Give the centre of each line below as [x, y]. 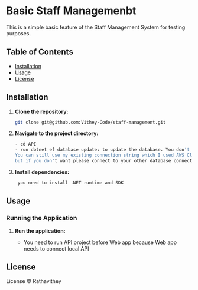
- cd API [25, 144]
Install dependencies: [42, 172]
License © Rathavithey [34, 281]
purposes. [19, 33]
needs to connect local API [56, 248]
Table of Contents [40, 52]
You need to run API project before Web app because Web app [100, 242]
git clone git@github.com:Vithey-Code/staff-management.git [90, 122]
